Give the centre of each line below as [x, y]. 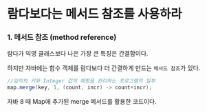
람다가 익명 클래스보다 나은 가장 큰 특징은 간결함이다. [78, 54]
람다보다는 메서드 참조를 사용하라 [95, 14]
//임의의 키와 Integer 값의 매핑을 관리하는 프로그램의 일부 [81, 81]
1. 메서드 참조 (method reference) [62, 37]
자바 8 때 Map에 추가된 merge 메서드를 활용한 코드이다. [82, 102]
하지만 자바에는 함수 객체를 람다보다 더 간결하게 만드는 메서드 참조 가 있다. [104, 68]
